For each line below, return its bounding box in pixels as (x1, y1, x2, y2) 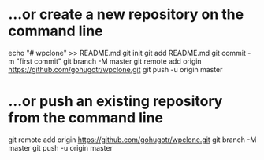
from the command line (8, 109, 164, 127)
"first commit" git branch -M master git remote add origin (16, 56, 203, 66)
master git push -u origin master (8, 143, 113, 152)
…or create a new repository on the (8, 5, 244, 24)
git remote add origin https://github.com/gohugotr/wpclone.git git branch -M (8, 135, 257, 144)
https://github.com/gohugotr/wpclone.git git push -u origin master (8, 64, 223, 74)
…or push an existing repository (8, 93, 223, 111)
